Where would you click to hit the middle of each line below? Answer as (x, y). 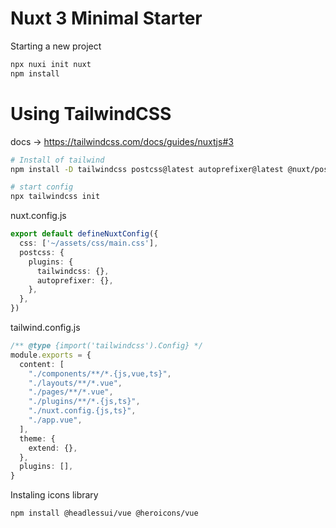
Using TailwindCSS (91, 113)
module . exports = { (51, 355)
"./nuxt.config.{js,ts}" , (82, 411)
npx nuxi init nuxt (51, 64)
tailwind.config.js (45, 327)
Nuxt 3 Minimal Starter (106, 18)
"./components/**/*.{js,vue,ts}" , (100, 373)
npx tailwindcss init (55, 197)
